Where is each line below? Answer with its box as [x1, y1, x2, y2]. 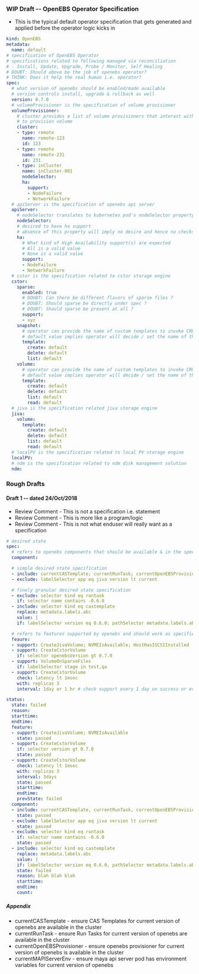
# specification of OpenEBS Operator [6, 52, 99, 58]
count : [17, 890, 33, 896]
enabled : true [21, 289, 57, 295]
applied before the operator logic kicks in [14, 24, 115, 31]
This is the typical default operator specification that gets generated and [14, 18, 192, 25]
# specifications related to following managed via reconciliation [6, 58, 176, 64]
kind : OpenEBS [6, 36, 41, 42]
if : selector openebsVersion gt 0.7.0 [17, 653, 113, 659]
